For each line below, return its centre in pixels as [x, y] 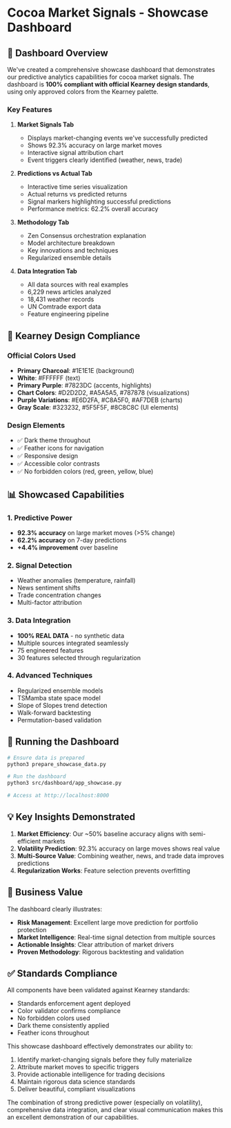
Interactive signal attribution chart [76, 153]
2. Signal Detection [40, 565]
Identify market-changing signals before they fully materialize [104, 1059]
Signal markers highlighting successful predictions [99, 201]
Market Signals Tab [46, 125]
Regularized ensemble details [69, 258]
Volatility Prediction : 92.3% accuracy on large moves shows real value [119, 848]
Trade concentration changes [59, 595]
